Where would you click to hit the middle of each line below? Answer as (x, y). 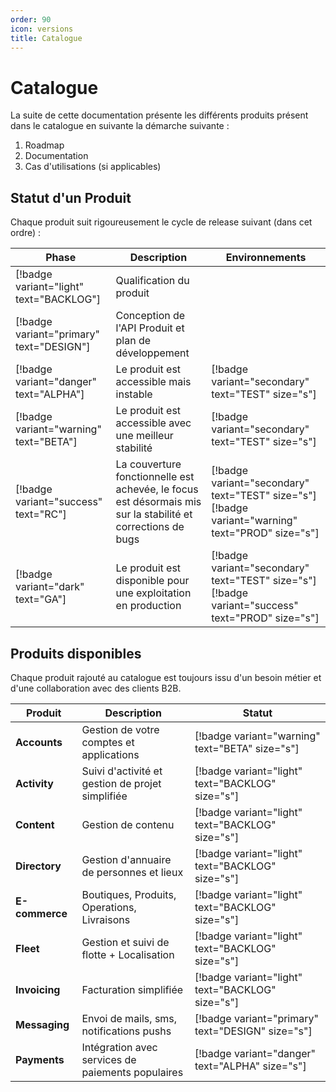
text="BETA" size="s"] (247, 748)
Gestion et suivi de (125, 942)
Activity (34, 783)
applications (110, 754)
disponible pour (152, 581)
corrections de (150, 527)
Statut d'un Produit (71, 197)
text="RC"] (41, 514)
